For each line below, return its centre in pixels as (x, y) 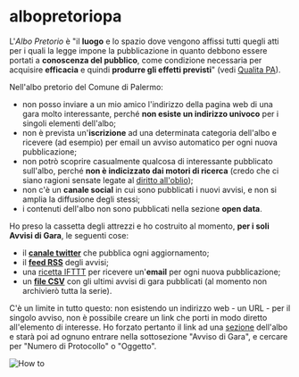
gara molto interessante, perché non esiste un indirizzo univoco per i (150, 113)
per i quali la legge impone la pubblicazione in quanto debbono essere (138, 50)
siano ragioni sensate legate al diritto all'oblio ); (108, 180)
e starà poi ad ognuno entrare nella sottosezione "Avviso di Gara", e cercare (149, 336)
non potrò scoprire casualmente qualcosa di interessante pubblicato (148, 161)
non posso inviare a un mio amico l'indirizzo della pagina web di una (148, 104)
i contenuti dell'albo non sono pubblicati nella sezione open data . (142, 208)
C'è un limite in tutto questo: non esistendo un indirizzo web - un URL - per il (150, 308)
